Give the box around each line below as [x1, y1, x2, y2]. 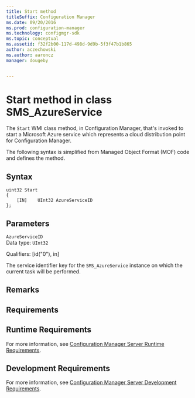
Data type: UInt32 [6, 239, 49, 246]
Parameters [6, 218, 50, 228]
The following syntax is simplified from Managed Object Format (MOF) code [6, 149, 190, 156]
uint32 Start [6, 187, 38, 193]
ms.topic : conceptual [6, 36, 59, 42]
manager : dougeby [6, 57, 49, 63]
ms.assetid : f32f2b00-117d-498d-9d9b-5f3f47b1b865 [6, 42, 132, 47]
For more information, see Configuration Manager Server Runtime [6, 340, 165, 347]
